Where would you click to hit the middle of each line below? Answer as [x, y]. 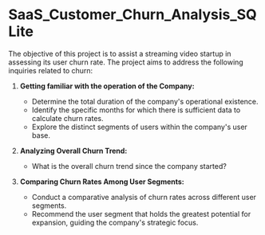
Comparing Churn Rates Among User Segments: [102, 182]
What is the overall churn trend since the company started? [129, 166]
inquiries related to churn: [51, 70]
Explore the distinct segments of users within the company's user [139, 127]
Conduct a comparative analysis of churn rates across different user [144, 197]
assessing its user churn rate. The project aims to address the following [126, 62]
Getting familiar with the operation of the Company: [107, 86]
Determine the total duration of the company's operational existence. [145, 101]
